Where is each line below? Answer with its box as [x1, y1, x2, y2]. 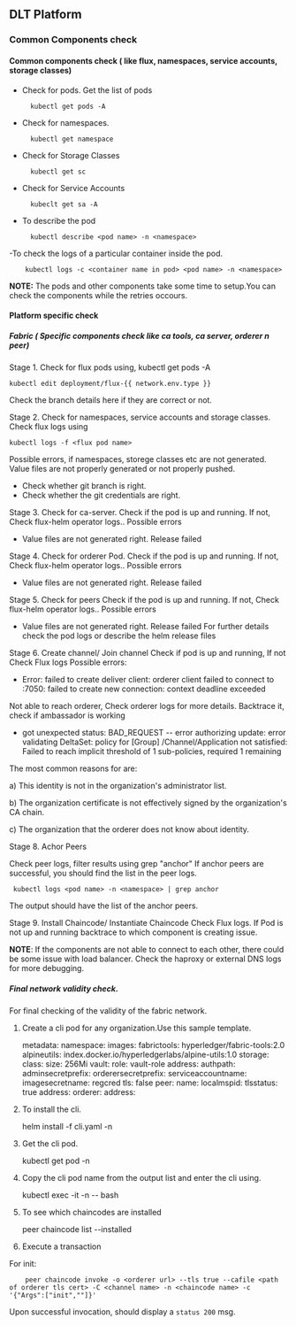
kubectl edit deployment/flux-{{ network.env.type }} [9, 380, 212, 389]
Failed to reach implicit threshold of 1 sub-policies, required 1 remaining [21, 746, 282, 757]
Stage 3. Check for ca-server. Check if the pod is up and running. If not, [9, 507, 271, 518]
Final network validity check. [9, 983, 119, 994]
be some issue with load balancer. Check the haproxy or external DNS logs [9, 953, 282, 964]
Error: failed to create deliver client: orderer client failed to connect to [21, 675, 275, 685]
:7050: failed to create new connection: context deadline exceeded [21, 683, 267, 694]
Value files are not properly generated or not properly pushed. [9, 464, 236, 474]
